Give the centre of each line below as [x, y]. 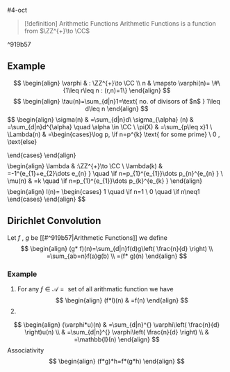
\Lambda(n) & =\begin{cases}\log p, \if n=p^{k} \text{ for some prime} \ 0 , [114, 134]
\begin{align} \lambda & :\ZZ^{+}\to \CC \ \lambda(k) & [85, 165]
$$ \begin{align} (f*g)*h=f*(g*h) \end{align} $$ [117, 361]
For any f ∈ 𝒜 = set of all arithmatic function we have [95, 289]
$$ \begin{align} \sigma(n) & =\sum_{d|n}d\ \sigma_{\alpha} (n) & [100, 119]
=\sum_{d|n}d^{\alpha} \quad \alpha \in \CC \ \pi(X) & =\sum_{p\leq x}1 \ [110, 127]
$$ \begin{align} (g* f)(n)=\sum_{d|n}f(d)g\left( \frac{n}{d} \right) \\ [117, 248]
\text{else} [22, 141]
